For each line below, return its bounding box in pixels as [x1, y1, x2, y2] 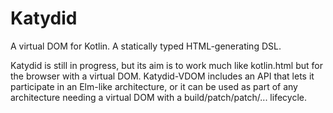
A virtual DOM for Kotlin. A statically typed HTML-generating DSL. [10, 40, 282, 52]
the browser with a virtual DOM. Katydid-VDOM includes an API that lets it [10, 70, 315, 82]
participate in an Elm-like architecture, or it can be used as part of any [10, 80, 298, 92]
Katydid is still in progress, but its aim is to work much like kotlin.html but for [10, 59, 324, 71]
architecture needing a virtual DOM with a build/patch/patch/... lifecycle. [10, 91, 307, 103]
